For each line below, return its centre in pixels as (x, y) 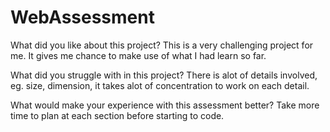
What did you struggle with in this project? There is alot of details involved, (164, 75)
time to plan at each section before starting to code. (117, 115)
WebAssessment (82, 17)
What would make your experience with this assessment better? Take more (165, 105)
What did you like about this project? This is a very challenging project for (162, 45)
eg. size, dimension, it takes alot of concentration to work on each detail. (160, 85)
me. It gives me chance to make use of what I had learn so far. (138, 55)
